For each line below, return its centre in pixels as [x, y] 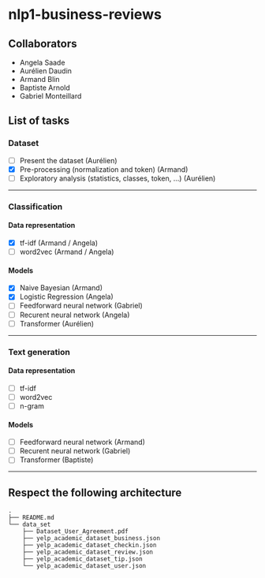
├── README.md [32, 518]
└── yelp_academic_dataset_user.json [84, 566]
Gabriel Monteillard [50, 96]
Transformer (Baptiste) [56, 460]
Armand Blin [40, 79]
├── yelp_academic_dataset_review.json [88, 552]
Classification [35, 207]
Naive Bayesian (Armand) [61, 288]
